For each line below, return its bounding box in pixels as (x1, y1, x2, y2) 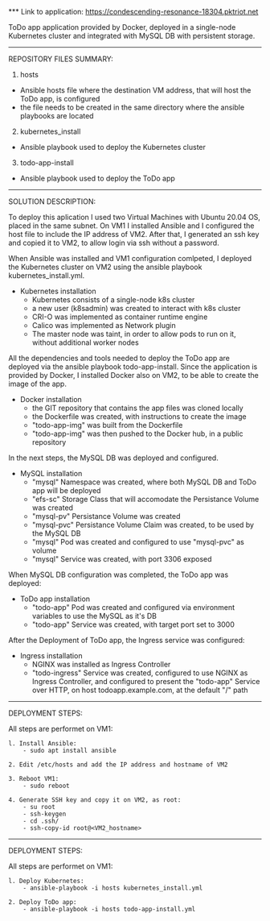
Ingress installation (19, 651, 83, 660)
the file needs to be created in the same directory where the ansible (19, 102, 245, 112)
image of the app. (8, 379, 67, 388)
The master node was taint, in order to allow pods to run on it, (31, 330, 236, 338)
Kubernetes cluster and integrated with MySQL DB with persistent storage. (8, 31, 256, 40)
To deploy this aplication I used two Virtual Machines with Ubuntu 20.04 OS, (8, 213, 261, 222)
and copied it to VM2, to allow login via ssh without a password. (8, 238, 219, 247)
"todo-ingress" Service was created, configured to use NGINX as (31, 668, 248, 678)
